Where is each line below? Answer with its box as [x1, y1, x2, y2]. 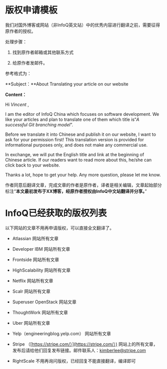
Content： [5, 92, 27, 97]
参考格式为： [5, 70, 31, 76]
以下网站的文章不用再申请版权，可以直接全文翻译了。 [5, 225, 114, 231]
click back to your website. [5, 162, 61, 168]
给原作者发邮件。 [12, 60, 48, 66]
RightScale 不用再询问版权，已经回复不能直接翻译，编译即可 [12, 358, 136, 364]
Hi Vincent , [5, 101, 29, 107]
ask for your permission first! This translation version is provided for [5, 136, 144, 142]
